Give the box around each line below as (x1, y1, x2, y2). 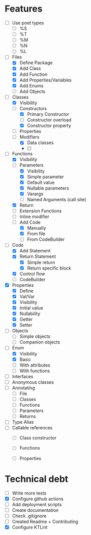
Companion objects (19, 339, 60, 345)
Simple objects (19, 333, 51, 339)
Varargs (27, 191, 44, 197)
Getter (19, 317, 33, 323)
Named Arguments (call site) (27, 196, 86, 202)
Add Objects (19, 88, 46, 94)
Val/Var (19, 293, 35, 299)
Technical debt (5, 473, 68, 484)
